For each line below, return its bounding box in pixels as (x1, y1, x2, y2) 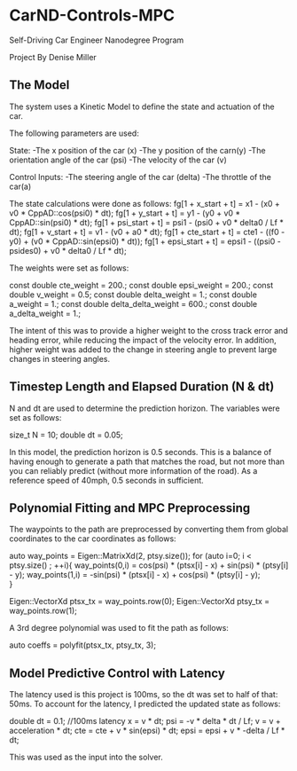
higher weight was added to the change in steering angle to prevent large (9, 343, 277, 355)
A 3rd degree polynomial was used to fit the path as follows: (9, 623, 229, 633)
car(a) (9, 181, 32, 192)
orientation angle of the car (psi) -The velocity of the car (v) (9, 154, 228, 165)
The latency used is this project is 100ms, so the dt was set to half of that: (9, 689, 278, 700)
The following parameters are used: (9, 128, 139, 138)
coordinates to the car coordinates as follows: (9, 533, 176, 544)
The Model (9, 77, 70, 93)
